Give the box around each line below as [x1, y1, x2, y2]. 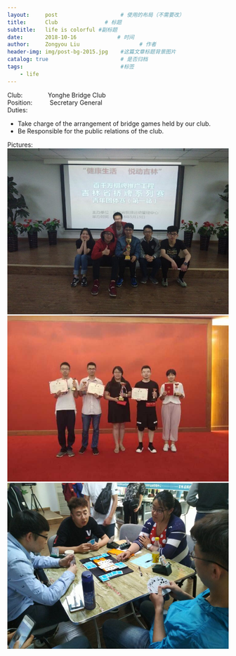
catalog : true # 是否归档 [7, 56, 148, 63]
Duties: [7, 105, 28, 114]
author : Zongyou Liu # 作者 [7, 41, 157, 48]
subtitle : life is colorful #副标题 [7, 26, 118, 33]
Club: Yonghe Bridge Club [7, 91, 106, 99]
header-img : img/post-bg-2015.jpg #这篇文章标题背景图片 [7, 48, 176, 55]
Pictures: [7, 140, 33, 149]
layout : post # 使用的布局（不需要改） [7, 11, 185, 18]
